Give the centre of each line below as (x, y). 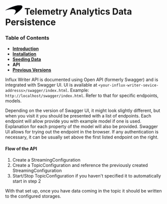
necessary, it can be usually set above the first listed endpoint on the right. (82, 137)
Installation (24, 54)
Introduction (25, 49)
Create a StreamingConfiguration (46, 159)
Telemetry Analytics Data (78, 12)
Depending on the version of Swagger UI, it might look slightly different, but (83, 110)
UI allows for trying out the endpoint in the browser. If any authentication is (82, 132)
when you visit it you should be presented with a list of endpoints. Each (78, 116)
